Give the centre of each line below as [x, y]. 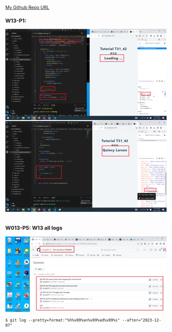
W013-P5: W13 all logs [34, 228]
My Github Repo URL [27, 7]
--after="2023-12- [142, 320]
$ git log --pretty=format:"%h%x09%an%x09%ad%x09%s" [63, 320]
